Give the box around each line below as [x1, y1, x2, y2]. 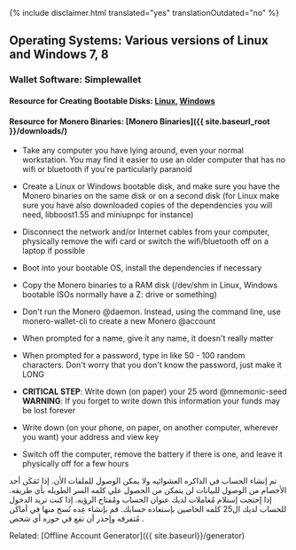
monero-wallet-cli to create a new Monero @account [21, 316, 216, 326]
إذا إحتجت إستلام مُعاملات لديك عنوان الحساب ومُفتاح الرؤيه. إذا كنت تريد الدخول [9, 494, 272, 505]
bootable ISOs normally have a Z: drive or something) [21, 289, 217, 300]
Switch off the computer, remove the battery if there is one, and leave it [21, 449, 283, 460]
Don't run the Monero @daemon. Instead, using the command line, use [21, 306, 281, 318]
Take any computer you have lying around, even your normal [21, 145, 244, 156]
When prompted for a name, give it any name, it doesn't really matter [21, 333, 274, 344]
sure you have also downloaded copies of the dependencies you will [21, 200, 273, 211]
